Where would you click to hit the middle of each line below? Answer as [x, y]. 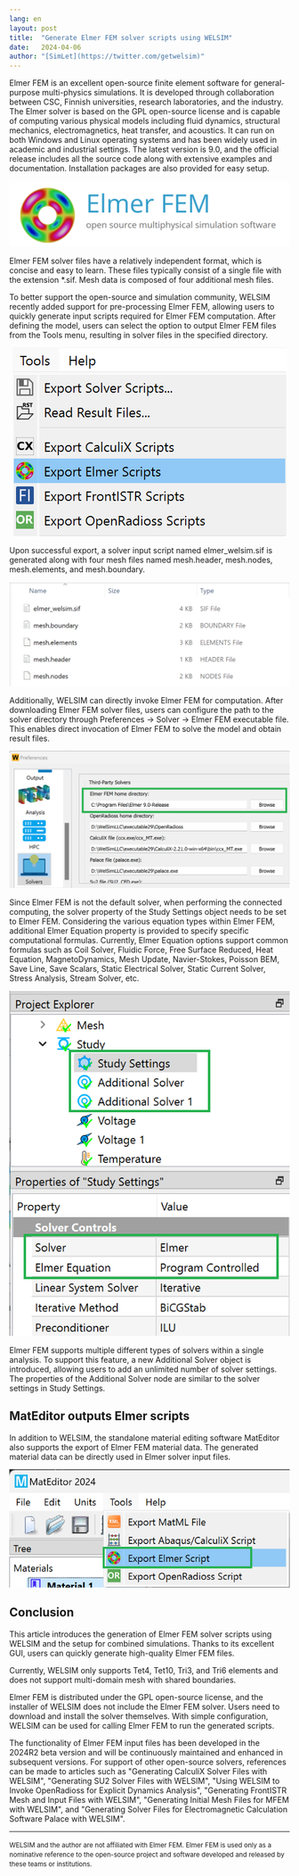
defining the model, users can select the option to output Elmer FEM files [143, 326]
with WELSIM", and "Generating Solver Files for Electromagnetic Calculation [148, 1809]
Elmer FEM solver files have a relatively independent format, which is [136, 261]
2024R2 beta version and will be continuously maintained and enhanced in [146, 1752]
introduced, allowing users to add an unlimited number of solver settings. [143, 1369]
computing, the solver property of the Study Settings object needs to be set [148, 912]
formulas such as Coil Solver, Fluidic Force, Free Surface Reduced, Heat [141, 950]
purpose [24, 93]
